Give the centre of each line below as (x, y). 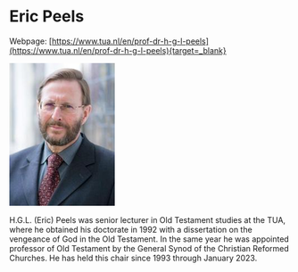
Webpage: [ (31, 41)
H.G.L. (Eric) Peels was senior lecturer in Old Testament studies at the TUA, (148, 219)
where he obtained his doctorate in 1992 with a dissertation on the (131, 229)
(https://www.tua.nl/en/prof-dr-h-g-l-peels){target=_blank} (118, 50)
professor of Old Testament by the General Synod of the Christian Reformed (149, 248)
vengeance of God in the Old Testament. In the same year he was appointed (149, 239)
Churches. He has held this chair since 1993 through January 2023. (133, 258)
